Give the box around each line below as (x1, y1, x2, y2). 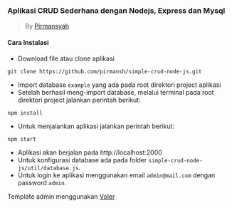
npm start (7, 135, 37, 142)
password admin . (17, 178, 67, 187)
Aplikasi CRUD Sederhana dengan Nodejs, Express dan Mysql (7, 6, 226, 16)
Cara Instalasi (7, 38, 49, 46)
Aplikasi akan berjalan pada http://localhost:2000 (17, 148, 162, 157)
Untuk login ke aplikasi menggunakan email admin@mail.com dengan (17, 170, 216, 180)
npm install (7, 109, 43, 116)
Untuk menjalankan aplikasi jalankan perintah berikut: (17, 122, 174, 130)
